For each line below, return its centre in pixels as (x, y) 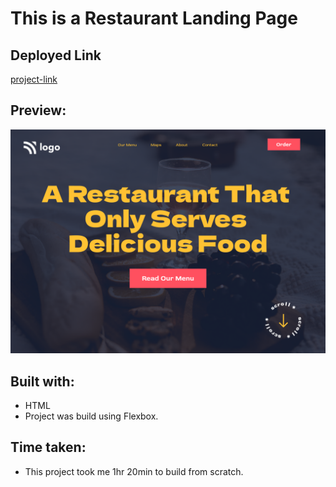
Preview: (38, 110)
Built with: (42, 381)
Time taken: (48, 447)
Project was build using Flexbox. (91, 416)
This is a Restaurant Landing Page (154, 18)
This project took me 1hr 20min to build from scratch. (134, 471)
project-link (34, 79)
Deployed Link (56, 55)
